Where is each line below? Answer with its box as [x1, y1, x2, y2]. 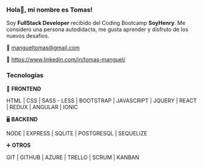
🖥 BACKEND [6, 115, 38, 123]
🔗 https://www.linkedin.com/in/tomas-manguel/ [6, 56, 126, 63]
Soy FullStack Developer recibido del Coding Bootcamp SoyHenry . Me [6, 20, 186, 27]
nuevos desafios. [6, 32, 50, 40]
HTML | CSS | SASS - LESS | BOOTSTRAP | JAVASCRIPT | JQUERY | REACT [6, 97, 197, 104]
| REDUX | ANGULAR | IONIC [6, 103, 78, 110]
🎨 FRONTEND [6, 85, 41, 92]
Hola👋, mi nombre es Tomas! [6, 5, 93, 14]
